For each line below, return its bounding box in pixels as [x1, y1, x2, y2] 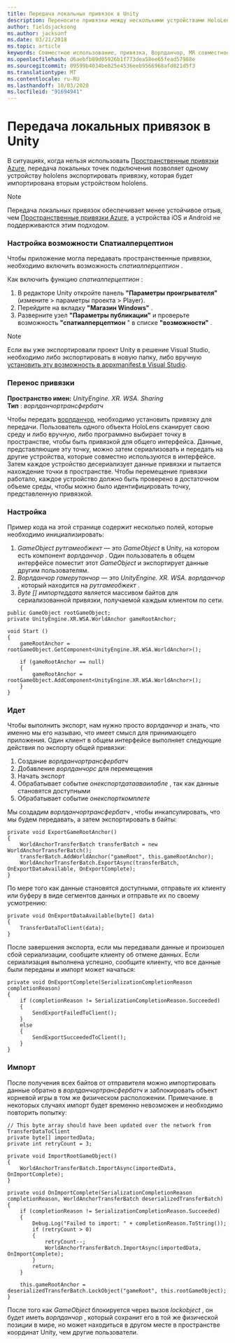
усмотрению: [7, 899, 48, 907]
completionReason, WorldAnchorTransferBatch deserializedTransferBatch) [7, 1195, 224, 1202]
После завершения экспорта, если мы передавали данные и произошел [7, 943, 225, 952]
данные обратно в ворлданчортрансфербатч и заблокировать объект [7, 1086, 218, 1094]
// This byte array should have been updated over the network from [7, 1122, 211, 1129]
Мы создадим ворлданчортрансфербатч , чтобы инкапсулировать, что [7, 808, 220, 816]
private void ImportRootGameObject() [7, 1153, 117, 1160]
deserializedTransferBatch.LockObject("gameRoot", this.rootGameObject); [7, 1287, 227, 1294]
